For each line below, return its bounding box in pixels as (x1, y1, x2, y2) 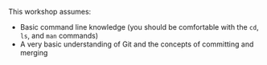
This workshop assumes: (8, 7, 92, 16)
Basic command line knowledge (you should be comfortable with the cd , (19, 22, 259, 31)
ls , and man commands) (19, 31, 99, 40)
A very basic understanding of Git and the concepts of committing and (19, 39, 254, 49)
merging (19, 48, 48, 57)
